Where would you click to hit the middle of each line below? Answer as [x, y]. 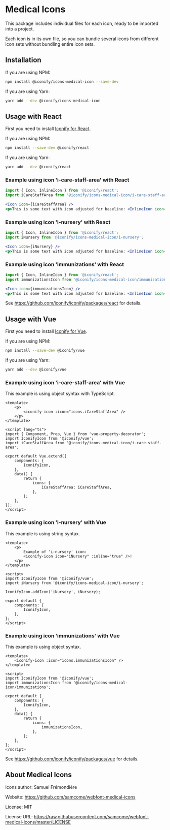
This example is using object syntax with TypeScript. [60, 394]
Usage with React [33, 116]
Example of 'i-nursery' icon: [55, 552]
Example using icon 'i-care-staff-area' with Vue [65, 382]
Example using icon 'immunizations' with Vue [62, 635]
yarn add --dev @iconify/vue [36, 370]
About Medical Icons [38, 775]
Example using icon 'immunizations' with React [65, 264]
